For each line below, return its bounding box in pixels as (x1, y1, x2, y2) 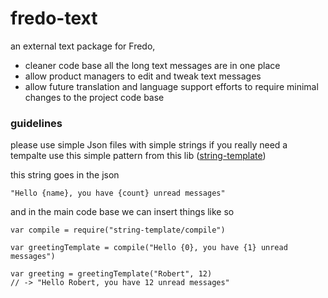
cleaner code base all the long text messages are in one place (24, 59, 281, 71)
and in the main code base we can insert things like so (10, 206, 235, 218)
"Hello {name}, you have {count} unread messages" (10, 188, 226, 199)
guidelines (10, 116, 63, 130)
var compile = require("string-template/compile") (10, 225, 226, 236)
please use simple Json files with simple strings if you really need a (10, 139, 288, 151)
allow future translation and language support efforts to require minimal (24, 80, 319, 92)
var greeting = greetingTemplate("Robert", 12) (10, 269, 213, 279)
